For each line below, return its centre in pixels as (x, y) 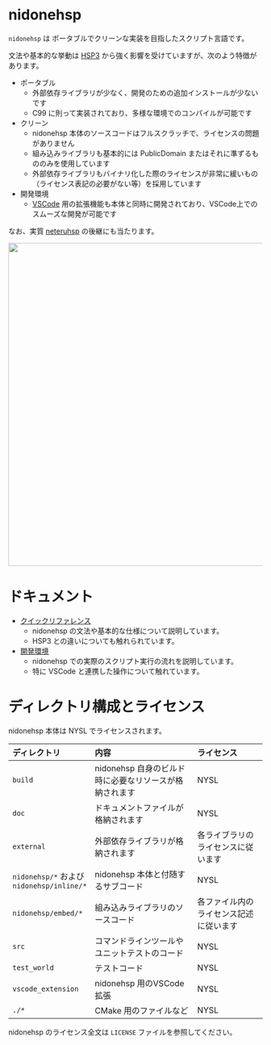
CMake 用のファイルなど (142, 1010)
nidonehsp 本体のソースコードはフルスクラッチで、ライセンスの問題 (146, 133)
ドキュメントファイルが (139, 808)
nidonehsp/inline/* (50, 886)
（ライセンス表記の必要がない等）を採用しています (117, 183)
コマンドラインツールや (139, 941)
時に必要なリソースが (135, 780)
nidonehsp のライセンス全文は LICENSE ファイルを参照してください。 (123, 1032)
